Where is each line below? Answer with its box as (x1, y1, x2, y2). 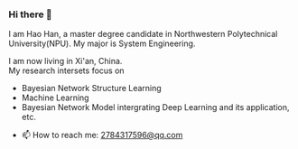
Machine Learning (21, 92, 89, 103)
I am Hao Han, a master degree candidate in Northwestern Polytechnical (8, 29, 278, 40)
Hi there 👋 (8, 8, 53, 21)
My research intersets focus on (8, 65, 125, 76)
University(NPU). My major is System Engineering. (8, 38, 196, 49)
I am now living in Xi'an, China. (8, 56, 123, 67)
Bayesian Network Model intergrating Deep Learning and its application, (21, 102, 290, 113)
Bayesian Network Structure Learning (21, 83, 162, 94)
